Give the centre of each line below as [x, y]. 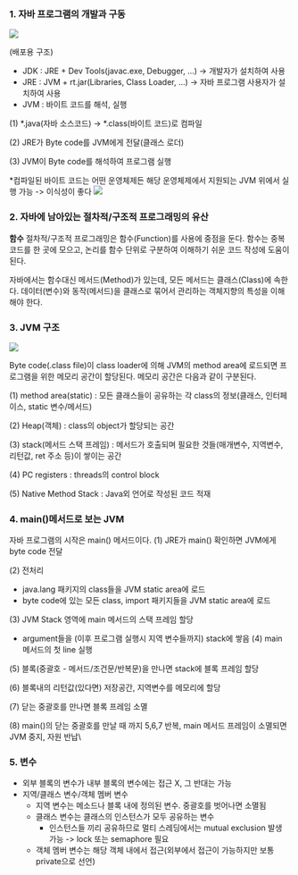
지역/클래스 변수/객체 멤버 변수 [75, 795]
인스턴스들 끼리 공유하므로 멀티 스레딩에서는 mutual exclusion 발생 [166, 828]
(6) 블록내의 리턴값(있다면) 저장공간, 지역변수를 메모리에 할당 [115, 688]
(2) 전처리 [27, 570]
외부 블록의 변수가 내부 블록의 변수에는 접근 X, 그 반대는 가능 [127, 783]
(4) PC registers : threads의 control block [84, 475]
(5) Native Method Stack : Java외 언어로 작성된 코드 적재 [110, 493]
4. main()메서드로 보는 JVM [67, 518]
